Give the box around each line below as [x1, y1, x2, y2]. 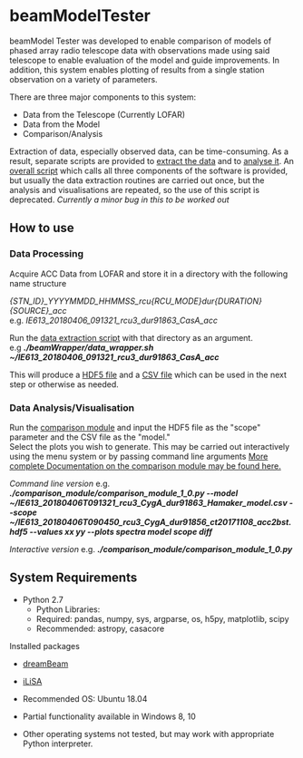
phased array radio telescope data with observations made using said [9, 44, 270, 55]
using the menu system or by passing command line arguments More [9, 451, 269, 462]
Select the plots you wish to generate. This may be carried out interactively [9, 441, 290, 452]
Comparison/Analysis [22, 128, 103, 139]
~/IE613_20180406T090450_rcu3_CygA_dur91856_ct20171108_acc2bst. [9, 516, 292, 527]
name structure [9, 277, 67, 288]
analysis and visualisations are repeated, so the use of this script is [9, 184, 260, 195]
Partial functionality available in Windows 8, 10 [22, 711, 197, 722]
